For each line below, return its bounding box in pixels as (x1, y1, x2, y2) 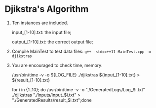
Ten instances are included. (11, 20, 69, 26)
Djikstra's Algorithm (4, 3, 89, 15)
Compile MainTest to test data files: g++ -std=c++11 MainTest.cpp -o (11, 48, 151, 54)
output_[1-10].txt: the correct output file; (11, 38, 93, 45)
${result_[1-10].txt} (11, 77, 50, 83)
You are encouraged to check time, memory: (11, 62, 103, 68)
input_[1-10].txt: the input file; (11, 29, 72, 35)
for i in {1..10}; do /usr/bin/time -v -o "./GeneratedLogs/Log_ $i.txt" (11, 86, 145, 92)
